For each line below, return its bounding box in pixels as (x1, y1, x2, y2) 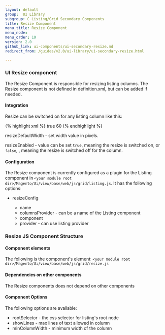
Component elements (5, 245, 51, 251)
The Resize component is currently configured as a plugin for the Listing (5, 170, 152, 176)
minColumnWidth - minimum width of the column (12, 325, 112, 331)
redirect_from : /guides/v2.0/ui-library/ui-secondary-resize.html (5, 48, 144, 53)
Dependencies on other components (5, 272, 82, 278)
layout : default (5, 7, 38, 12)
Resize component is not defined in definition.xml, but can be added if (5, 86, 148, 92)
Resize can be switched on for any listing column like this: (5, 113, 122, 119)
